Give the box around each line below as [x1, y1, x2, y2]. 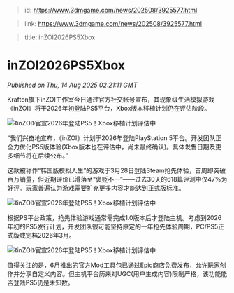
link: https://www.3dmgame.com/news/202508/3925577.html [24, 20, 203, 27]
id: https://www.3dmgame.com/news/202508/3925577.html [24, 6, 198, 14]
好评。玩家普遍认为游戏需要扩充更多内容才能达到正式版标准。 [7, 184, 185, 192]
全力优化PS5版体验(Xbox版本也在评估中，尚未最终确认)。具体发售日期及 [7, 142, 216, 151]
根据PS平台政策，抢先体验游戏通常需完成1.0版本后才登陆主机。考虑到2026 [7, 213, 222, 222]
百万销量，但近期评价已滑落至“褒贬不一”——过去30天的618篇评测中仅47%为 [7, 175, 228, 183]
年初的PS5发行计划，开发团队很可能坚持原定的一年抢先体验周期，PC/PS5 [7, 222, 219, 231]
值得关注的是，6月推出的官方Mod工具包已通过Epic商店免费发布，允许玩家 [7, 261, 220, 269]
